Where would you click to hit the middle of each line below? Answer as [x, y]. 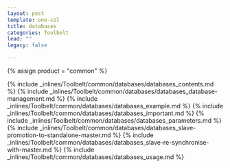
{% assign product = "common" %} [57, 71]
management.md [31, 99]
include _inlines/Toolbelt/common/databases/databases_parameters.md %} [114, 120]
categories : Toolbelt [38, 33]
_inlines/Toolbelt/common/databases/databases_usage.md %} [96, 157]
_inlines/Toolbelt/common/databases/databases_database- [134, 91]
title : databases [32, 26]
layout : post [26, 13]
